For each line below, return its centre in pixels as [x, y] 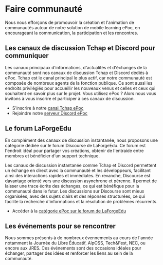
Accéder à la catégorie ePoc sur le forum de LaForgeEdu [69, 211]
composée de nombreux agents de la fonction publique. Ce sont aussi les [79, 83]
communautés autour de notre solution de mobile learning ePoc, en [72, 27]
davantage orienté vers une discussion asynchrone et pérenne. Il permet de [81, 181]
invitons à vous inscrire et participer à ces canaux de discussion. [70, 98]
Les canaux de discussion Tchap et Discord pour [80, 48]
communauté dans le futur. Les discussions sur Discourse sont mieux [75, 191]
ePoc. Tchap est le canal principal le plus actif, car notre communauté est [79, 78]
